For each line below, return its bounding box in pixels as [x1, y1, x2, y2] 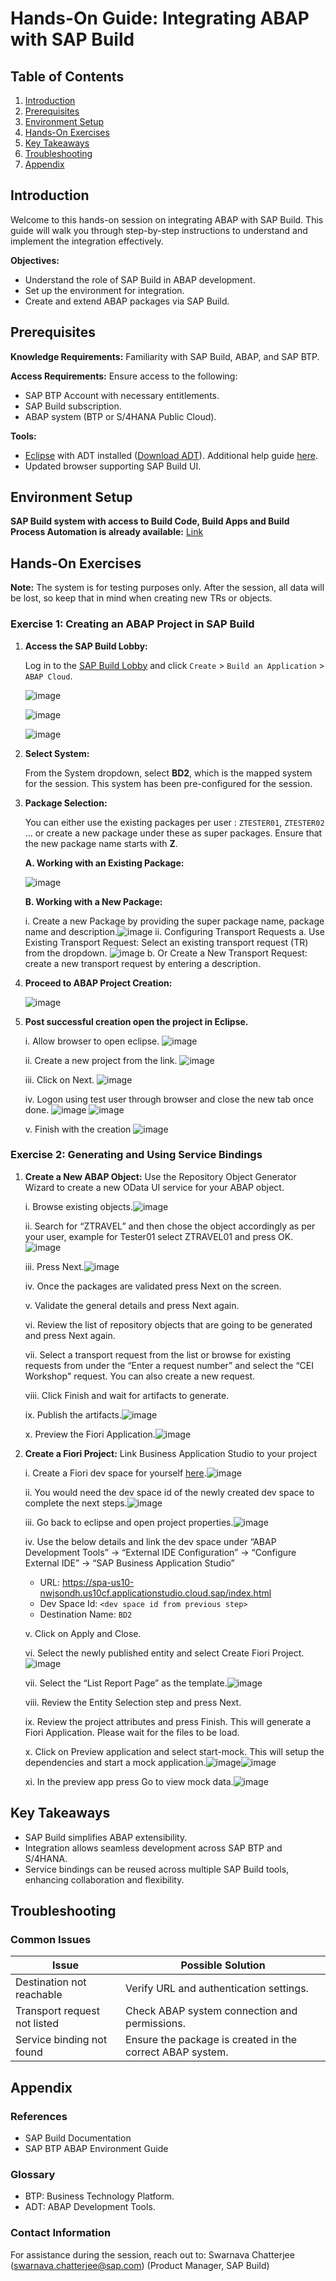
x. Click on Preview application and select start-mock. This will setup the [24, 1745, 325, 1757]
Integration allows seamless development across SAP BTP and [24, 1842, 283, 1854]
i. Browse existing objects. [24, 1200, 133, 1212]
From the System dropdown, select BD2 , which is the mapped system [24, 767, 313, 779]
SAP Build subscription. [24, 400, 122, 412]
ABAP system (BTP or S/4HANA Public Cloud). [24, 410, 217, 422]
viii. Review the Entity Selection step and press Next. [24, 1696, 242, 1708]
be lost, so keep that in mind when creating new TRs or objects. [10, 592, 273, 604]
